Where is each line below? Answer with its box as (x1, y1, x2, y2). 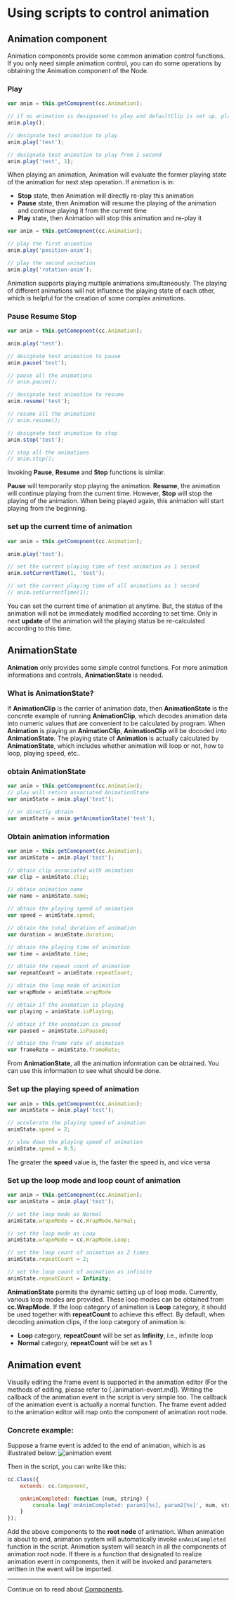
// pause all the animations (7, 372, 93, 379)
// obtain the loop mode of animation (7, 982, 121, 989)
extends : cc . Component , (20, 1482, 90, 1490)
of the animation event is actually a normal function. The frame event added (7, 1400, 227, 1409)
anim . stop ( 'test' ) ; (7, 436, 65, 443)
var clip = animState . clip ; (7, 873, 90, 880)
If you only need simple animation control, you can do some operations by (7, 59, 222, 68)
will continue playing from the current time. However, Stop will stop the (7, 489, 213, 497)
